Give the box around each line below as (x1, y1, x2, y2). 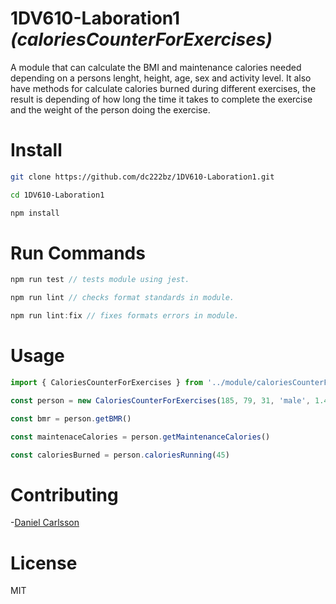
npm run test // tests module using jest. (10, 275, 190, 285)
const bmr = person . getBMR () (10, 413, 132, 424)
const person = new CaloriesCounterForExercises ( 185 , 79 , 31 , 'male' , (10, 395, 311, 406)
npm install (10, 208, 60, 218)
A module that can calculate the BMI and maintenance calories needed (10, 61, 302, 73)
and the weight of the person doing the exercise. (10, 103, 211, 116)
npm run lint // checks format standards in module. (10, 293, 235, 303)
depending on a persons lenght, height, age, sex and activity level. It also (10, 72, 312, 84)
